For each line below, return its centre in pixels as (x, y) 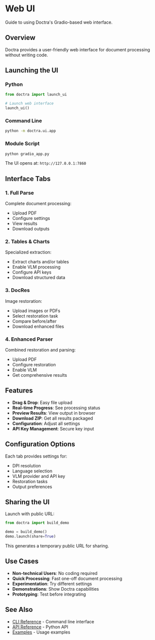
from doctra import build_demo (37, 523)
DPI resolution (26, 465)
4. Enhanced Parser (29, 339)
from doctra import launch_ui (36, 95)
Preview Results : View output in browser (54, 413)
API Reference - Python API (40, 627)
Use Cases (22, 561)
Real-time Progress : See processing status (56, 408)
